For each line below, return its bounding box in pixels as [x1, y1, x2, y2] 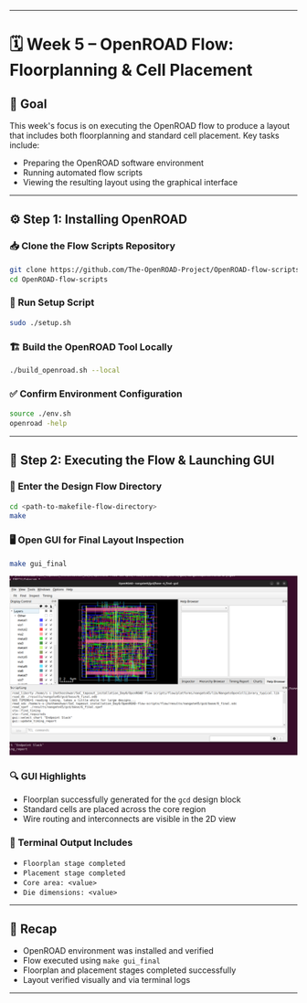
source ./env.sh [9, 409, 71, 418]
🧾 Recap [9, 921, 58, 936]
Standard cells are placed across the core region [22, 804, 206, 815]
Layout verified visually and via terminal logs [22, 975, 191, 986]
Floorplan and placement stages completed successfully [22, 965, 237, 976]
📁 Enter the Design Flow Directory [9, 480, 163, 493]
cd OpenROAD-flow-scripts [9, 275, 108, 284]
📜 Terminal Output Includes [9, 837, 133, 850]
